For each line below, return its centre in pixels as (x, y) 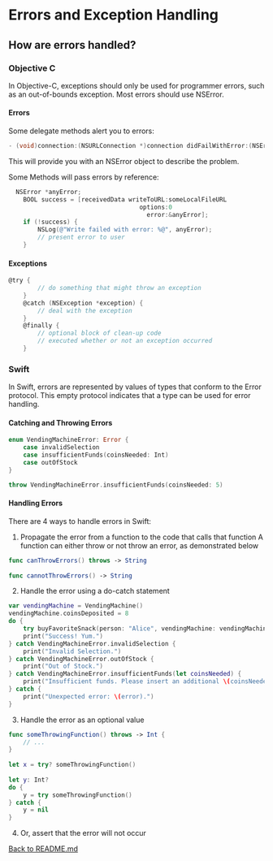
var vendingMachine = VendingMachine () (76, 606)
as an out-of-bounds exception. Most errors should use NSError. (117, 94)
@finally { (41, 326)
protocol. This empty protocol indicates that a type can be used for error (130, 396)
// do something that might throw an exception (119, 288)
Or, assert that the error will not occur (83, 833)
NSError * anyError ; (49, 192)
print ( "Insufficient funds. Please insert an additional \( (127, 681)
